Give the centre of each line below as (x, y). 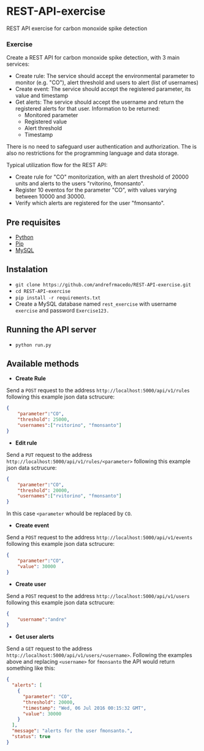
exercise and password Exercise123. (62, 310)
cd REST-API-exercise (43, 291)
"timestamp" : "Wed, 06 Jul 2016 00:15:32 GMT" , (85, 708)
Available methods (43, 364)
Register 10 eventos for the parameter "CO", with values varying (96, 190)
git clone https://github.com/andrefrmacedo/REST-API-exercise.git (103, 285)
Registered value (46, 122)
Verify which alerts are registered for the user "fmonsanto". (90, 203)
